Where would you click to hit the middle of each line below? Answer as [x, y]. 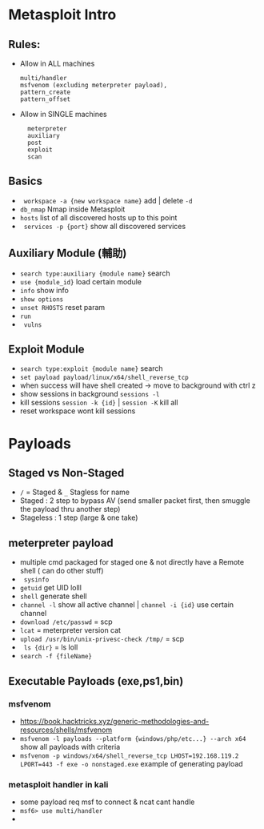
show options [42, 299]
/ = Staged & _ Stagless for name [75, 492]
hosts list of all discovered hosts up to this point [98, 217]
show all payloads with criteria [70, 747]
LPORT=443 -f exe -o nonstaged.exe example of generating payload [131, 763]
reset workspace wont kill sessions [78, 411]
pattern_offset [45, 99]
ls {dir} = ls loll [51, 647]
